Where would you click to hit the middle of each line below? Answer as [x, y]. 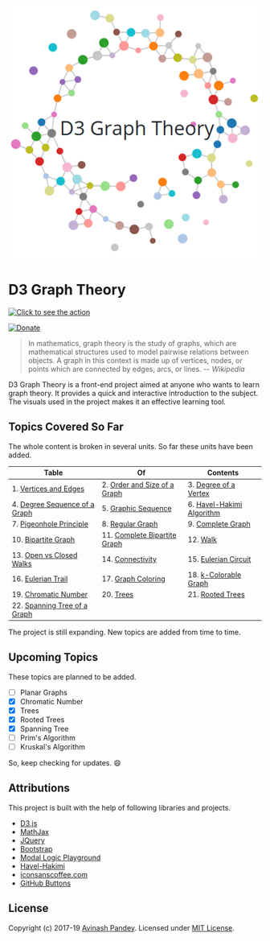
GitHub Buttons [45, 883]
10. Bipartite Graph [43, 539]
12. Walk [202, 539]
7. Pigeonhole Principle [50, 524]
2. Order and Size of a [138, 485]
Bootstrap [36, 848]
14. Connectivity [129, 559]
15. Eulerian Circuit [219, 559]
